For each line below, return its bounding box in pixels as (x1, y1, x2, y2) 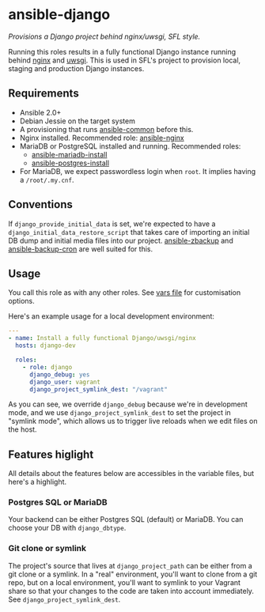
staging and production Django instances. (8, 63, 145, 73)
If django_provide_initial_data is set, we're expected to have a (8, 219, 216, 229)
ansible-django (8, 6, 111, 24)
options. (8, 297, 36, 306)
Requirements (8, 87, 79, 100)
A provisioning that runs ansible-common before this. (19, 124, 194, 134)
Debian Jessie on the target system (19, 116, 136, 126)
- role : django (22, 363, 73, 371)
